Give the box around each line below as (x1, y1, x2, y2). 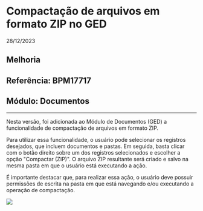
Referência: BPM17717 (6, 75, 92, 85)
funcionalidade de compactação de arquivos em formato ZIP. (6, 124, 159, 132)
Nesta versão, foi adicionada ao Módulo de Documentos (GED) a (6, 118, 167, 125)
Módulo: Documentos (6, 96, 89, 107)
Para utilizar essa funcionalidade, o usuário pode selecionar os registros (6, 136, 186, 143)
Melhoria (6, 55, 41, 65)
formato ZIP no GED (6, 17, 107, 31)
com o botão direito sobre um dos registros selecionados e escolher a (6, 149, 181, 156)
